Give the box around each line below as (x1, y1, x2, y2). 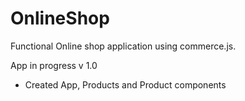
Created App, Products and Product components (24, 78, 227, 91)
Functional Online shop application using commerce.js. (10, 40, 237, 52)
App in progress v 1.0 (10, 59, 98, 71)
